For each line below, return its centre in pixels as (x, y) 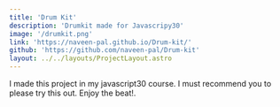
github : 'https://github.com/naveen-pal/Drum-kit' (105, 50)
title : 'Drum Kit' (43, 17)
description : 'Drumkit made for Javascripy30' (97, 26)
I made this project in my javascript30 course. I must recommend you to (140, 84)
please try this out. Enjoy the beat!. (73, 93)
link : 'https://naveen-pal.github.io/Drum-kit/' (101, 42)
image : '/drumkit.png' (51, 34)
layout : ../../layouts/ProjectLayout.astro (91, 58)
